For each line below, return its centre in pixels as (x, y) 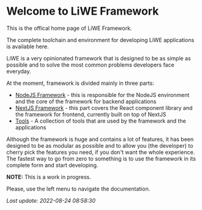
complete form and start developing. (52, 165)
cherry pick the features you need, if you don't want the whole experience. (101, 152)
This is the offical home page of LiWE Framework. (69, 28)
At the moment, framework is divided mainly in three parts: (80, 83)
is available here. (28, 46)
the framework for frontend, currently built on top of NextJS (91, 114)
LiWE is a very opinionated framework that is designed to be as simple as (99, 58)
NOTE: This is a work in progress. (49, 177)
